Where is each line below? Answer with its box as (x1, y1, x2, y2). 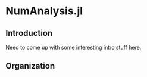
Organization (5, 61, 55, 71)
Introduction (5, 28, 53, 38)
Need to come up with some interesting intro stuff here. (5, 44, 142, 51)
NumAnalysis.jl (5, 4, 83, 18)
